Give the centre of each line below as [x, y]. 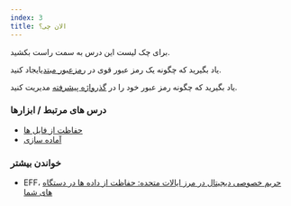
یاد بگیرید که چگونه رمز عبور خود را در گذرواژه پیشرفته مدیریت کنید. [124, 87]
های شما [38, 192]
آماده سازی [42, 139]
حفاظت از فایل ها [53, 130]
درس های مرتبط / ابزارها [59, 110]
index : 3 [27, 18]
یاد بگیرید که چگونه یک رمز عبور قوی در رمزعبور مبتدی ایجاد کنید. [116, 70]
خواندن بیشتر [36, 163]
